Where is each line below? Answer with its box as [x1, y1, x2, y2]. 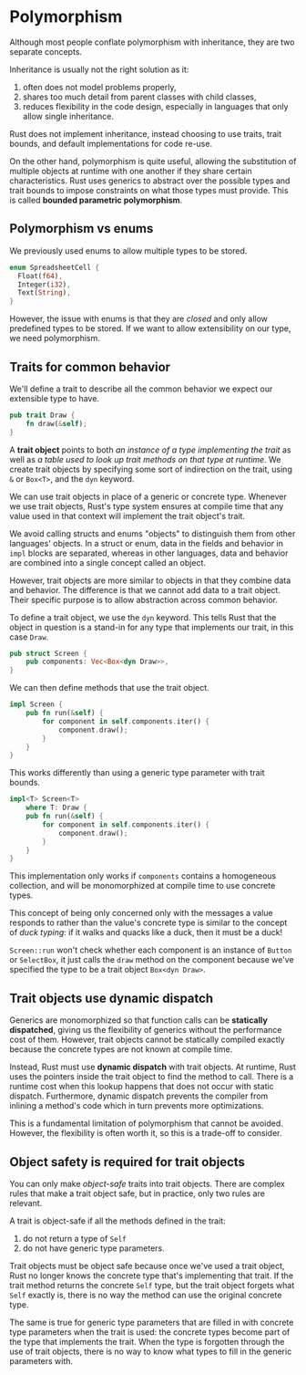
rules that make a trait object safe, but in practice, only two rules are [9, 1188, 266, 1199]
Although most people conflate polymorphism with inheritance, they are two [9, 36, 295, 47]
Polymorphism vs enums [9, 221, 154, 236]
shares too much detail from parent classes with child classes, [22, 91, 257, 102]
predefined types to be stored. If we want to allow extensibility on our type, [9, 323, 291, 334]
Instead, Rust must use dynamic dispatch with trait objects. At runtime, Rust [9, 1061, 296, 1073]
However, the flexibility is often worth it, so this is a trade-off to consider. [9, 1128, 282, 1139]
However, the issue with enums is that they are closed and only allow [9, 313, 269, 325]
